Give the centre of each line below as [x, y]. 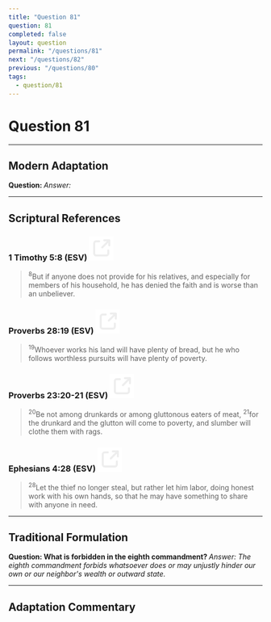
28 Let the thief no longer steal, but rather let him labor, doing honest [141, 486]
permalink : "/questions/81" [56, 51]
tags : [17, 77]
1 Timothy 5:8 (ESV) [48, 257]
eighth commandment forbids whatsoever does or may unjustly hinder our [132, 565]
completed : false [38, 34]
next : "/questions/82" [46, 60]
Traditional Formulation [69, 537]
